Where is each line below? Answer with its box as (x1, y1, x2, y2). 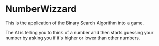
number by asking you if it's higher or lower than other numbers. (5, 35, 140, 41)
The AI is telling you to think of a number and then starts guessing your (5, 29, 154, 35)
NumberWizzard (5, 3, 77, 15)
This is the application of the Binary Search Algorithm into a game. (5, 20, 144, 26)
